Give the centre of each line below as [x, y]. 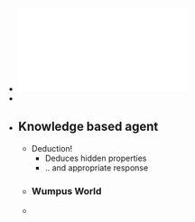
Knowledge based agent [88, 127]
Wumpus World [66, 190]
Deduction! [52, 148]
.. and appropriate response [97, 167]
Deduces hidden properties [96, 158]
